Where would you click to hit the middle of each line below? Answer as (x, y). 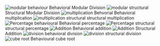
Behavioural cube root (53, 39)
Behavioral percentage (82, 23)
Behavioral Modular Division (77, 8)
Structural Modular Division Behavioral (70, 13)
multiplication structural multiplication (70, 18)
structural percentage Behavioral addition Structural (80, 28)
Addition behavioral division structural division (73, 34)
